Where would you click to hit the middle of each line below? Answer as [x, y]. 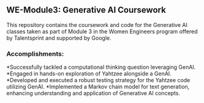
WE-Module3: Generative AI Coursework [86, 10]
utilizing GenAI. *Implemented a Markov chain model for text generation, [98, 87]
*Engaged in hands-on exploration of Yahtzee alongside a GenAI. [89, 74]
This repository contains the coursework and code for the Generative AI [97, 25]
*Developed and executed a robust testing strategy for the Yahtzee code [98, 80]
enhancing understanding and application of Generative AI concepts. [93, 93]
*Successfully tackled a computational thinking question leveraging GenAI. [101, 67]
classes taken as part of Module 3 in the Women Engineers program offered [102, 31]
